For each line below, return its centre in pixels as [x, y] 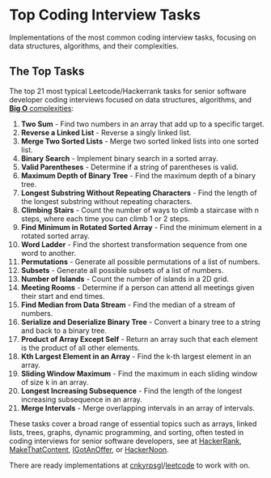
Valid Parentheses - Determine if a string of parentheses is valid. [129, 167]
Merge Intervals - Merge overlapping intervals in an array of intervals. [138, 408]
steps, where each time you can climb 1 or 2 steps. [106, 218]
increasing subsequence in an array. [81, 399]
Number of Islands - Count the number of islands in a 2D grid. [125, 279]
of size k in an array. [55, 382]
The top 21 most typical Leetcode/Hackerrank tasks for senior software [128, 91]
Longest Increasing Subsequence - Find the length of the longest [131, 391]
